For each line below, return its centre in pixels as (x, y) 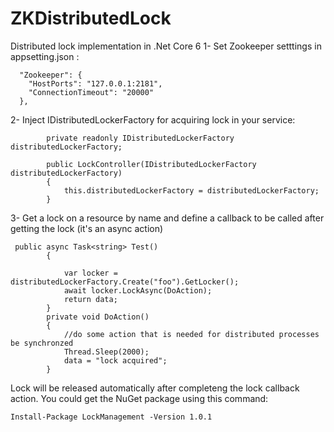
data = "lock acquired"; (115, 360)
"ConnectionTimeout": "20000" (91, 92)
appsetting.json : (45, 56)
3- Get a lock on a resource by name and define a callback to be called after (167, 218)
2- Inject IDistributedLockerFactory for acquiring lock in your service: (153, 119)
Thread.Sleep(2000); (106, 352)
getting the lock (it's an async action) (87, 228)
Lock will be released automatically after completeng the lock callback (155, 388)
